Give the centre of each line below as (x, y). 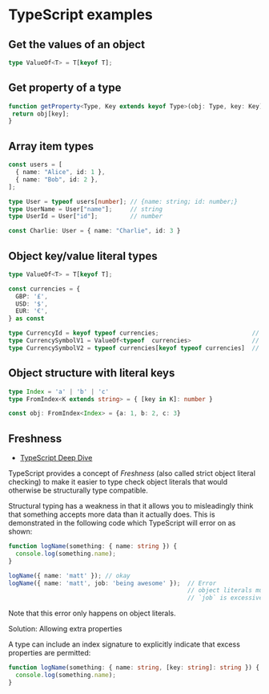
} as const (26, 319)
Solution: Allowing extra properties (65, 629)
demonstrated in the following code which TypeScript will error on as (122, 523)
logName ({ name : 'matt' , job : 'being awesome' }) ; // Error (112, 583)
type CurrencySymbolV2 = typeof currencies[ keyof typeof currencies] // (134, 348)
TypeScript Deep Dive (56, 458)
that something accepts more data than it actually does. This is (112, 514)
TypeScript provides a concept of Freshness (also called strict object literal (132, 473)
